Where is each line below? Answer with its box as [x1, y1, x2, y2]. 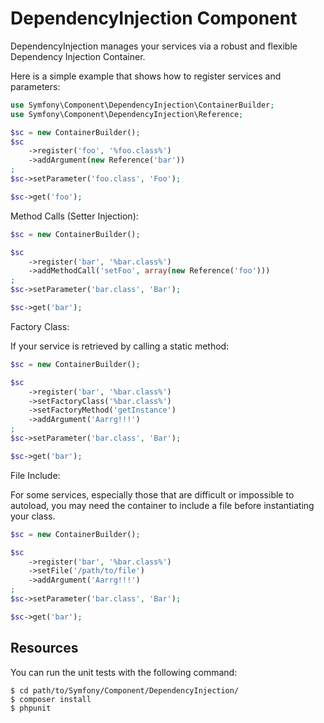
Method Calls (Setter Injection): [10, 210, 139, 222]
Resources [10, 640, 79, 657]
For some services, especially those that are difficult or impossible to [10, 488, 295, 501]
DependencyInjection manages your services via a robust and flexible [10, 40, 298, 52]
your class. [10, 510, 56, 522]
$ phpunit [10, 703, 52, 713]
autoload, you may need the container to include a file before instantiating [10, 499, 315, 511]
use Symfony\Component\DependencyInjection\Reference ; [10, 109, 244, 119]
